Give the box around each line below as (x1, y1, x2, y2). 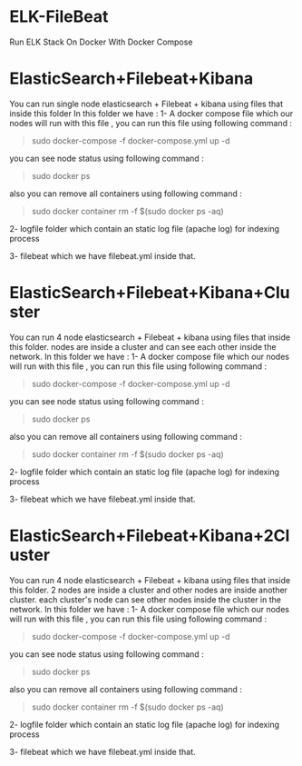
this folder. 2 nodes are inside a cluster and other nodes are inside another (9, 584, 288, 595)
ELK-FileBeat (9, 6, 109, 27)
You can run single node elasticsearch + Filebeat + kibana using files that (9, 98, 284, 109)
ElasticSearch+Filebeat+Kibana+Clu (9, 283, 290, 303)
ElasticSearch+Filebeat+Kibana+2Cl (9, 525, 290, 546)
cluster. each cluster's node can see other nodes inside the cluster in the (9, 593, 281, 605)
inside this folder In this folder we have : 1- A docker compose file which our (9, 107, 293, 119)
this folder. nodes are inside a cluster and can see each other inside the (9, 341, 277, 352)
